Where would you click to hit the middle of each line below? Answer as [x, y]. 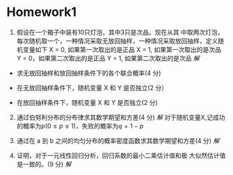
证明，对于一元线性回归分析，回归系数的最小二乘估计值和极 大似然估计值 [121, 155]
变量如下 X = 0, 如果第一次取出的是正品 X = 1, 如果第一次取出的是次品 [122, 49]
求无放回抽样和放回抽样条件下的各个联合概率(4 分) [89, 73]
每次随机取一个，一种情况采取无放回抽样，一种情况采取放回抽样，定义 [117, 41]
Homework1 [42, 12]
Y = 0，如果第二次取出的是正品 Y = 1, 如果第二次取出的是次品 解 [108, 58]
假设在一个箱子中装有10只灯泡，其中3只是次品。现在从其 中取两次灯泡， [120, 32]
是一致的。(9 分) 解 [44, 164]
